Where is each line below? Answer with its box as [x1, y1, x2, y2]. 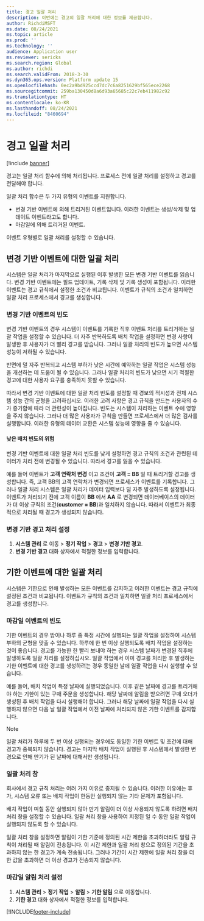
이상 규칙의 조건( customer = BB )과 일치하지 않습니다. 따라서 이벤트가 [19, 500, 185, 508]
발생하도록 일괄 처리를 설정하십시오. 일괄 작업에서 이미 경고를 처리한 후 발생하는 [6, 655, 195, 662]
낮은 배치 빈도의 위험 [6, 435, 55, 443]
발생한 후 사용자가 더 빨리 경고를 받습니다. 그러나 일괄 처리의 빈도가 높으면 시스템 [6, 341, 198, 348]
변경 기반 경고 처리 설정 [6, 525, 70, 533]
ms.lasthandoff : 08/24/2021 [6, 105, 78, 112]
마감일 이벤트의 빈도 [6, 616, 62, 625]
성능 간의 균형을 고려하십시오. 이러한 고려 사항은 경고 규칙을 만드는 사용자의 [12, 397, 192, 404]
